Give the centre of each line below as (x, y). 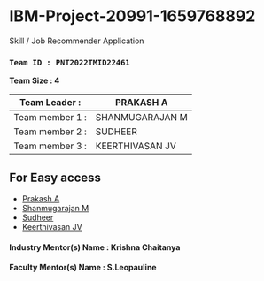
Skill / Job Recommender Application (77, 41)
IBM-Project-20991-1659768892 (132, 16)
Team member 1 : (50, 118)
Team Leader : (50, 103)
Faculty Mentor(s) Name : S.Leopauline (83, 268)
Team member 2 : (50, 132)
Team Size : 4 (35, 80)
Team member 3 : (50, 146)
